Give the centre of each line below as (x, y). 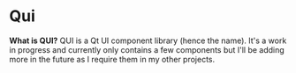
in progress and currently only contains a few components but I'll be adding (147, 49)
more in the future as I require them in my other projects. (112, 59)
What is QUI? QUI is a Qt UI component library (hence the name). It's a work (148, 40)
